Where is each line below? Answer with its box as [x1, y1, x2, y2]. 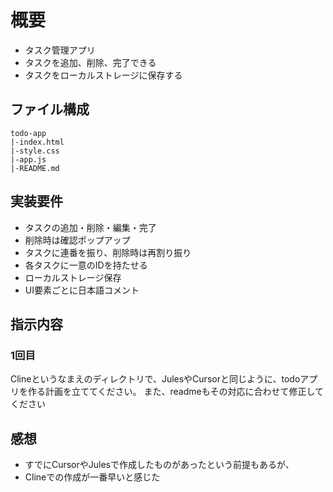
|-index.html [10, 137, 65, 147]
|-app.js [10, 154, 47, 165]
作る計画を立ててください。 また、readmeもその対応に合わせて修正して [27, 386, 325, 398]
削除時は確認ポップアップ [24, 234, 131, 246]
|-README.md [10, 163, 60, 173]
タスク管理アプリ [24, 44, 96, 56]
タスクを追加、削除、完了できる [24, 56, 157, 68]
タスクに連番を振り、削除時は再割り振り [24, 246, 192, 258]
